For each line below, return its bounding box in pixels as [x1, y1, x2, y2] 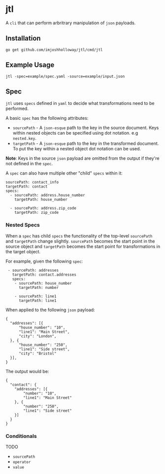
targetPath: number [18, 285, 59, 290]
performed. [5, 105, 29, 112]
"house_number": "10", [18, 325, 66, 330]
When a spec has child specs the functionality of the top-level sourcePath [5, 233, 153, 238]
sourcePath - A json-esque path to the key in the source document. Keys [12, 125, 159, 131]
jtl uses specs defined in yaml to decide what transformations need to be [5, 100, 155, 106]
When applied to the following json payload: [5, 307, 95, 313]
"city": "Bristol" [18, 351, 57, 356]
